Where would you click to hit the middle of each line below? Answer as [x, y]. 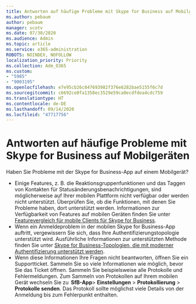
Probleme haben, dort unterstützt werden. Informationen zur [87, 208]
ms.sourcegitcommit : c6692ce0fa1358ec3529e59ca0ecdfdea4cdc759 [85, 93]
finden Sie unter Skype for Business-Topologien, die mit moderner [94, 245]
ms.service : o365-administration [47, 50]
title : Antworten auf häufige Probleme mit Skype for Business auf [90, 11]
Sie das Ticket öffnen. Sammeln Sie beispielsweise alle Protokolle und [98, 270]
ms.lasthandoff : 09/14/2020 [40, 109]
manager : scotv [24, 28]
